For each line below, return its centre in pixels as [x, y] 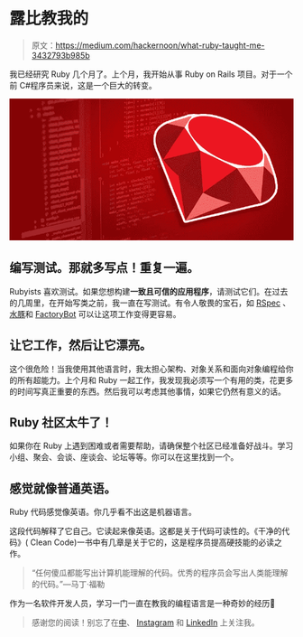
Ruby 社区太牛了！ [61, 422]
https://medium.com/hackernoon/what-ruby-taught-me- [160, 45]
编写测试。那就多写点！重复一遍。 [104, 268]
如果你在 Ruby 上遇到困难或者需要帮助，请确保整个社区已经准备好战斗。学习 [151, 446]
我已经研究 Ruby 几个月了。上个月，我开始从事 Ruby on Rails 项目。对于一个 [151, 74]
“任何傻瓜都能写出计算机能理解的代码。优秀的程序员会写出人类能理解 [160, 573]
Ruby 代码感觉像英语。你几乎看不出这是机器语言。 [103, 512]
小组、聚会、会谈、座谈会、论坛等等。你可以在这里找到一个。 [124, 457]
